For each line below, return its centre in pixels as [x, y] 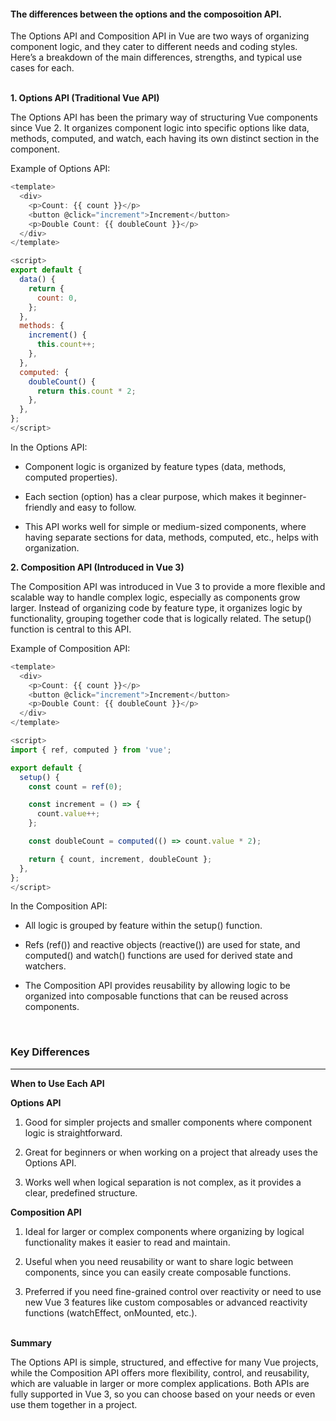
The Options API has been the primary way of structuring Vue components [164, 117]
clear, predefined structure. [81, 1192]
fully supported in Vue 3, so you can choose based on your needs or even [163, 1394]
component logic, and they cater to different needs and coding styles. [154, 47]
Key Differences [50, 1052]
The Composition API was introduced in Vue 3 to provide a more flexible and [168, 586]
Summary [31, 1342]
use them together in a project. [74, 1404]
